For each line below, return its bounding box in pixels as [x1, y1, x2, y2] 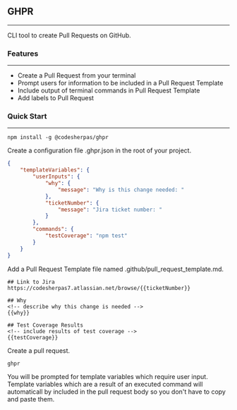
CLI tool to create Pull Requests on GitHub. [7, 31, 132, 40]
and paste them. [7, 394, 55, 403]
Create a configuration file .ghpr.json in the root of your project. [7, 146, 192, 155]
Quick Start [7, 111, 47, 121]
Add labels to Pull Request [17, 94, 94, 102]
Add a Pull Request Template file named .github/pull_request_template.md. [7, 265, 224, 273]
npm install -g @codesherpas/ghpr [7, 134, 109, 141]
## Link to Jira [7, 278, 55, 285]
